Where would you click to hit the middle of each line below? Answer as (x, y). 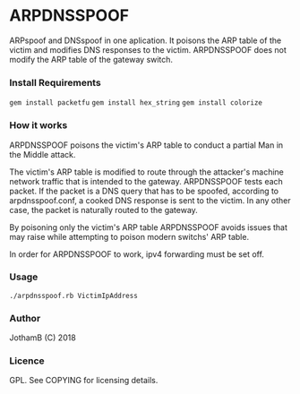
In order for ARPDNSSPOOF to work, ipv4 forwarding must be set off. (137, 254)
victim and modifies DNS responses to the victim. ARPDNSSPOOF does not (148, 49)
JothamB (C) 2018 (43, 338)
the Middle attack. (43, 154)
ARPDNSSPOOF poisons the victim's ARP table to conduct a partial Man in (146, 145)
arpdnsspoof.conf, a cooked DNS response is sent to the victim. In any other (150, 200)
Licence (27, 361)
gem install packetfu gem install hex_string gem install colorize (136, 103)
